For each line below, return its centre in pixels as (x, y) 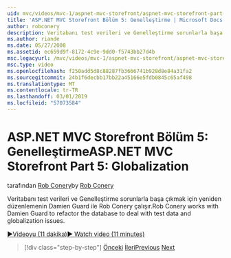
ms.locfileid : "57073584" (44, 103)
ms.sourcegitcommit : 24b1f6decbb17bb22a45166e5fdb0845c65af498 (100, 77)
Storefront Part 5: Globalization (98, 166)
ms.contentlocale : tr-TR (43, 90)
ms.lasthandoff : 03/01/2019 (47, 97)
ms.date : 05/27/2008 (37, 45)
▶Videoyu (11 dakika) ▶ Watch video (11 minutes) (76, 234)
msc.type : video (30, 65)
